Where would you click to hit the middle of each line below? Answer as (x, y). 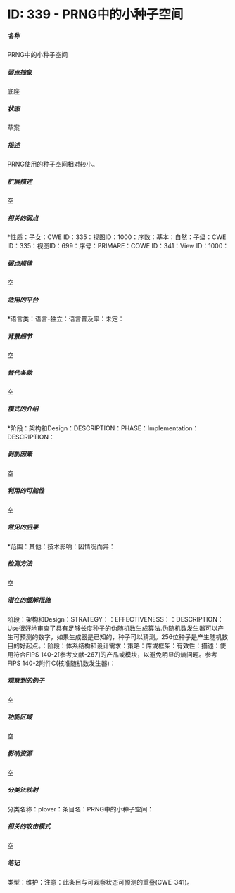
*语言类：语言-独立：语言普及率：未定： (66, 319)
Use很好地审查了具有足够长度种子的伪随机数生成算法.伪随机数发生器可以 (113, 628)
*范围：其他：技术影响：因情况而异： (62, 546)
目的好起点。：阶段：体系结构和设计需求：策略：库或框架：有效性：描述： (114, 645)
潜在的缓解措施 (29, 600)
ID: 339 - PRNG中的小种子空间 (95, 14)
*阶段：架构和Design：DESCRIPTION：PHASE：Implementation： (103, 428)
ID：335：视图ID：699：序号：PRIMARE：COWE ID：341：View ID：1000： (118, 246)
